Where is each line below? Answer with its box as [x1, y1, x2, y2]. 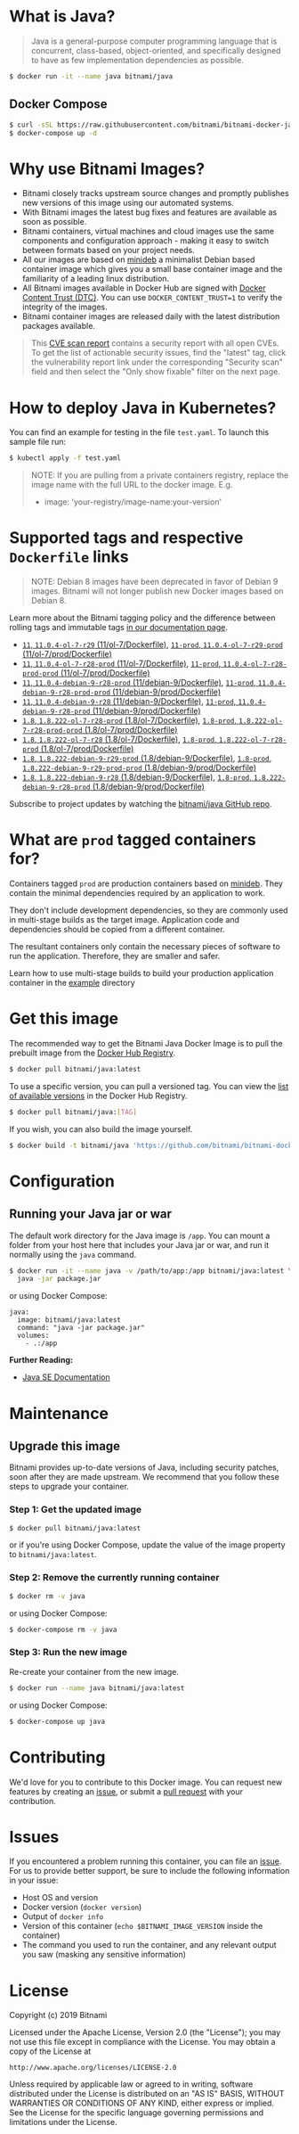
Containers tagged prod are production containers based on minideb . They [9, 878, 283, 889]
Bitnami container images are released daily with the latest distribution [21, 311, 280, 322]
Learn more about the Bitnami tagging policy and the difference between [9, 612, 276, 623]
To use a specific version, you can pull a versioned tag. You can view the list [9, 1080, 289, 1091]
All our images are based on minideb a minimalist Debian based [21, 254, 255, 265]
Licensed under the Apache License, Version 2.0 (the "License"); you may [9, 2027, 281, 2038]
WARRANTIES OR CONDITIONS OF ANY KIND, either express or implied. [9, 2097, 274, 2109]
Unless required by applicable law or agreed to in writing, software [9, 2079, 254, 2089]
